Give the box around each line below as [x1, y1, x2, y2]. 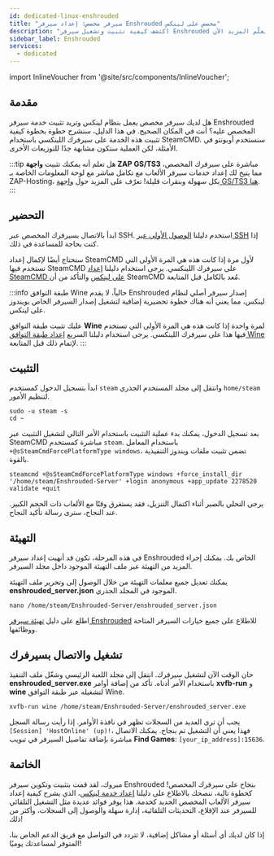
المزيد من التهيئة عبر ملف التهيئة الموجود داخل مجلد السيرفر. [9, 561, 193, 571]
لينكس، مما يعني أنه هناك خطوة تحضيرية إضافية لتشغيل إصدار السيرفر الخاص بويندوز [9, 296, 265, 306]
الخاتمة [9, 758, 41, 771]
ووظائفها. [9, 624, 37, 635]
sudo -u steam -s [9, 408, 68, 416]
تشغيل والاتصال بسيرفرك [9, 648, 123, 662]
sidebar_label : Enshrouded [9, 34, 101, 43]
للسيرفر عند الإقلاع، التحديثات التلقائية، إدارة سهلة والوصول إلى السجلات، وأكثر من [9, 805, 257, 815]
